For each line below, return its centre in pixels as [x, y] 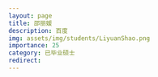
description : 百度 [38, 30]
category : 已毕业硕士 [42, 53]
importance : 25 [34, 46]
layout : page [30, 16]
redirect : [25, 61]
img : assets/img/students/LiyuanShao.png [79, 38]
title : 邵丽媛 [30, 23]
